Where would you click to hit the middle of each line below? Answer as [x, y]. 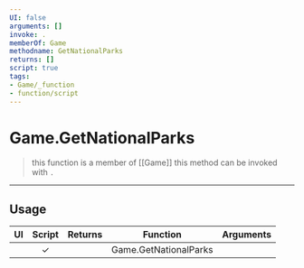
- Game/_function [42, 85]
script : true [34, 69]
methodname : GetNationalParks [66, 51]
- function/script [44, 93]
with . [43, 172]
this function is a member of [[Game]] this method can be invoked [154, 162]
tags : [19, 77]
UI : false [28, 18]
